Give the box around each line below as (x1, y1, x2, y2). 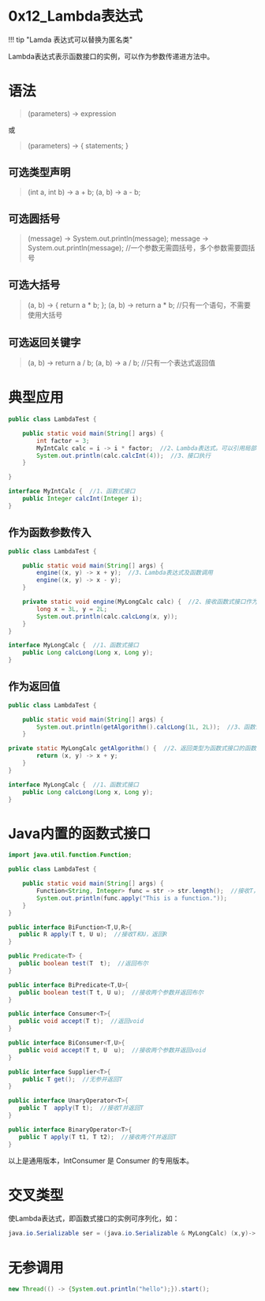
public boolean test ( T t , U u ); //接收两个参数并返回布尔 (18, 988, 203, 996)
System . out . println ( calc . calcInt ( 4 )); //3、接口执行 (36, 452, 211, 459)
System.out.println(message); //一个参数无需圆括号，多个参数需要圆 (27, 242, 248, 253)
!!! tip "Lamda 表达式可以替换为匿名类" (8, 35, 132, 44)
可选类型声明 (8, 166, 71, 179)
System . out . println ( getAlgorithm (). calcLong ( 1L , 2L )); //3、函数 (36, 723, 256, 731)
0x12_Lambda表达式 (8, 7, 144, 25)
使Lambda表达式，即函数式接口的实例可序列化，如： (8, 1213, 180, 1224)
